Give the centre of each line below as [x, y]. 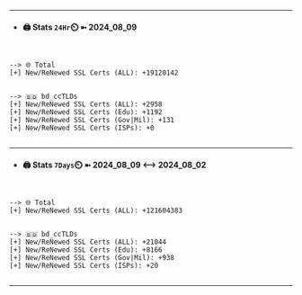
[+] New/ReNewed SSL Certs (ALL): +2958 [86, 104]
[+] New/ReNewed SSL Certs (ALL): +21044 [88, 242]
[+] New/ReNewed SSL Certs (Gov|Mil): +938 [92, 258]
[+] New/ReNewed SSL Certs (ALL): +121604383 [96, 211]
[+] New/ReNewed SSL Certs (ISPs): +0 [82, 128]
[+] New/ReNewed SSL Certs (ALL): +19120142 [94, 73]
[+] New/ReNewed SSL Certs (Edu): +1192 [86, 112]
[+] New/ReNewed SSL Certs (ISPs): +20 [84, 266]
